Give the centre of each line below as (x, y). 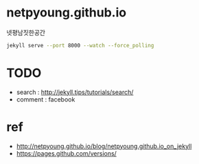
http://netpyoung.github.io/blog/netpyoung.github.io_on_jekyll (104, 146)
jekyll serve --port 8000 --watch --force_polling (80, 45)
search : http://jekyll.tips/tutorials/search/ (75, 92)
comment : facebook (46, 99)
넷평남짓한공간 (26, 32)
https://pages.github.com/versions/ (67, 153)
